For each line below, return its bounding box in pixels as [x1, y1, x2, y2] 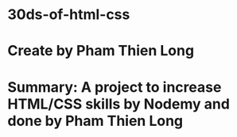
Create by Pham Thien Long [7, 42, 195, 60]
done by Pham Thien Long [7, 112, 184, 130]
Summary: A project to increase [7, 78, 222, 96]
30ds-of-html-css [7, 6, 130, 24]
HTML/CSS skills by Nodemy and [7, 95, 230, 112]
